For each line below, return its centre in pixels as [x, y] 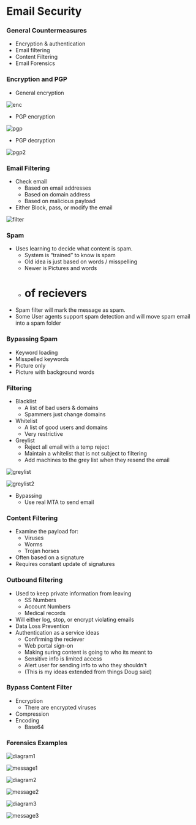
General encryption [40, 93]
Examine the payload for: [47, 532]
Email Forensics [35, 63]
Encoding [27, 720]
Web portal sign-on [49, 645]
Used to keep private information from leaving [73, 593]
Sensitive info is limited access [63, 659]
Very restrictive [43, 433]
